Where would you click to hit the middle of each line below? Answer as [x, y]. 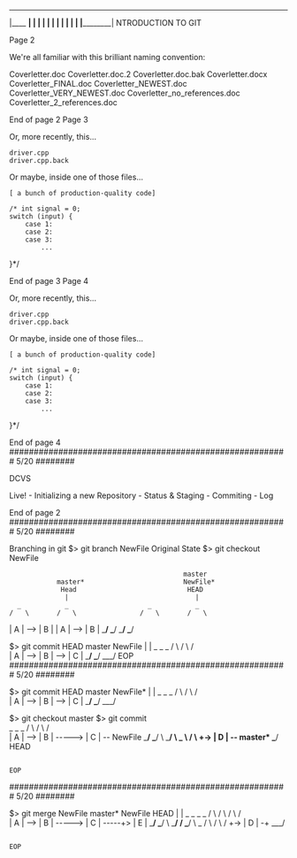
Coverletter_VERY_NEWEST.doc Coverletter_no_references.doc [125, 93]
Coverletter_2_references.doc [63, 102]
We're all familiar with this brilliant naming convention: [107, 57]
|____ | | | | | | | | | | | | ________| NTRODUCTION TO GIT [105, 23]
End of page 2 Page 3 [49, 119]
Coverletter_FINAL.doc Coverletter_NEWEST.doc [98, 84]
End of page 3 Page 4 [49, 281]
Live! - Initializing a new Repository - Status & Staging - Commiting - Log [141, 495]
